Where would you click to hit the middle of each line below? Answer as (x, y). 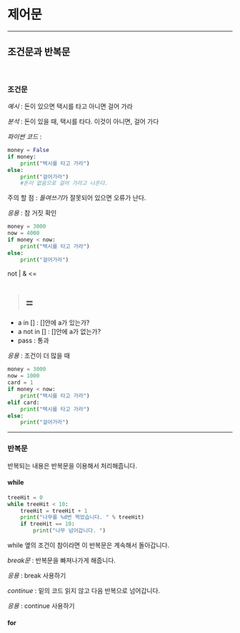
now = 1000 (24, 376)
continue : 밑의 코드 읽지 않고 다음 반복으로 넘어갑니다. (84, 591)
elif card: (24, 402)
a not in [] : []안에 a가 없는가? (59, 332)
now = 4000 (24, 233)
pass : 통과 (33, 340)
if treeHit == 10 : (47, 524)
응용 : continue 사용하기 (41, 606)
